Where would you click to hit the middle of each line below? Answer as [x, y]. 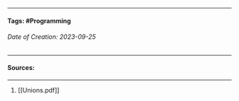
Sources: [21, 68]
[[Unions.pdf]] [38, 90]
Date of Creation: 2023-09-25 [52, 37]
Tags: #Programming [39, 20]
